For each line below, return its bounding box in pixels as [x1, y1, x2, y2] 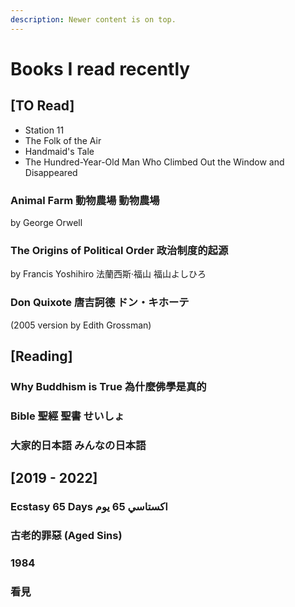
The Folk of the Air [24, 134, 102, 146]
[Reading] [10, 347, 73, 365]
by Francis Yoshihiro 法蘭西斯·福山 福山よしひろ [10, 268, 207, 280]
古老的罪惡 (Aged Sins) [10, 528, 123, 542]
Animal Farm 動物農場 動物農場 [10, 193, 160, 207]
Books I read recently [10, 57, 191, 80]
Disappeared [24, 166, 78, 178]
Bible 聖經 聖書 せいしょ [10, 409, 125, 423]
